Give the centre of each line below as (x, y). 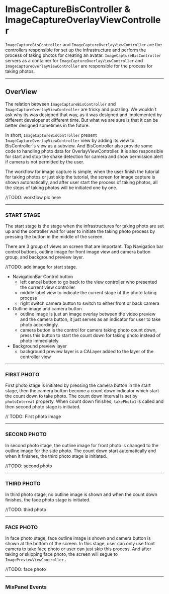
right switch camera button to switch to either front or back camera (90, 303)
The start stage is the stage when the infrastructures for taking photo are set (85, 226)
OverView (21, 92)
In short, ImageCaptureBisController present (51, 135)
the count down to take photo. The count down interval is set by (71, 396)
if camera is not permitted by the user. (45, 161)
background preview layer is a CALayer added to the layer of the (87, 352)
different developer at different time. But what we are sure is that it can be (82, 120)
